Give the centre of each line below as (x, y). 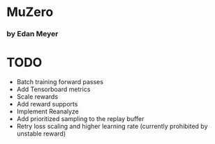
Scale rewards (37, 97)
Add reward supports (47, 104)
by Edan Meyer (32, 34)
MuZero (30, 12)
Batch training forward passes (60, 82)
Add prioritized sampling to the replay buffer (80, 119)
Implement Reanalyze (48, 111)
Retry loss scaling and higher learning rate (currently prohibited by (112, 127)
